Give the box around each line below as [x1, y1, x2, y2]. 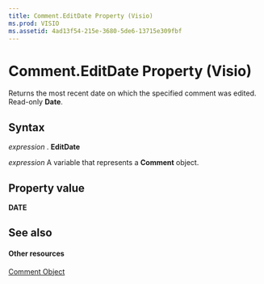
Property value [8, 181, 85, 195]
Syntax [8, 121, 45, 134]
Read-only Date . [8, 97, 63, 107]
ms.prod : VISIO [8, 19, 60, 28]
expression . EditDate [8, 142, 81, 152]
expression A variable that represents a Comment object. [8, 158, 199, 167]
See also [8, 226, 52, 239]
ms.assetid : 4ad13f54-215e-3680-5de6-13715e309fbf [8, 27, 182, 35]
